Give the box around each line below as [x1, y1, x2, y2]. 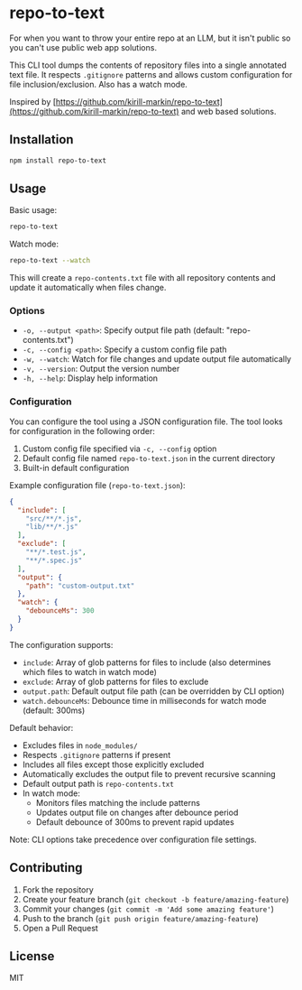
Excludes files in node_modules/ [22, 739, 138, 751]
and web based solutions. [180, 106, 277, 116]
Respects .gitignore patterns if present [22, 749, 171, 760]
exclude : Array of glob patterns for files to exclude [22, 676, 209, 687]
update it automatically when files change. [9, 282, 167, 293]
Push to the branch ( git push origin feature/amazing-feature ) [22, 912, 259, 923]
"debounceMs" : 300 [25, 606, 95, 615]
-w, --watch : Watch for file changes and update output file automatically [22, 354, 291, 365]
